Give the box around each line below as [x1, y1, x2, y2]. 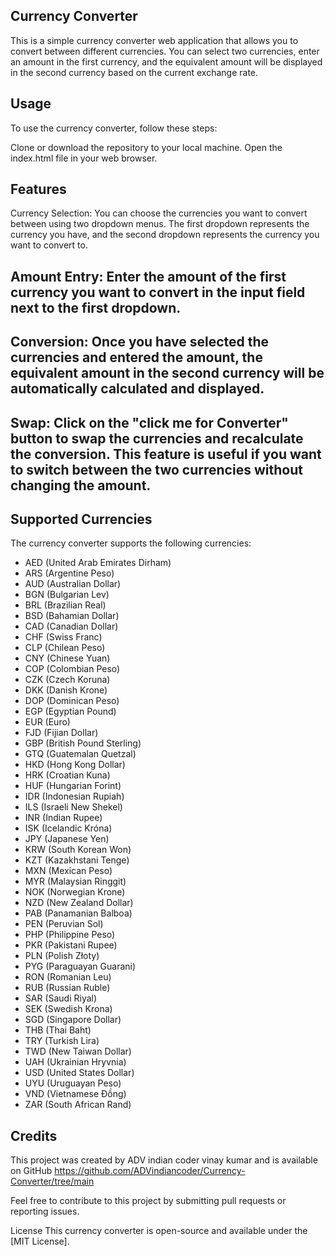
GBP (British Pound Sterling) [24, 737, 142, 749]
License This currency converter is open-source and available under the [10, 1225, 308, 1237]
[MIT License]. [10, 1235, 70, 1248]
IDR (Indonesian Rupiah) [24, 790, 125, 803]
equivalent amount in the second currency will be [10, 365, 325, 382]
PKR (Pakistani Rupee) [24, 939, 118, 951]
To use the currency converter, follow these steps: [10, 122, 218, 134]
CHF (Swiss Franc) [24, 631, 103, 643]
